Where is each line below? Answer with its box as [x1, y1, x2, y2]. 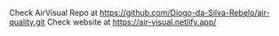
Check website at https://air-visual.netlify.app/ [47, 17, 217, 27]
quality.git [9, 17, 46, 27]
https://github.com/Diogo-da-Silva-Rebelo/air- [99, 8, 270, 18]
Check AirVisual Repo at [9, 8, 98, 18]
